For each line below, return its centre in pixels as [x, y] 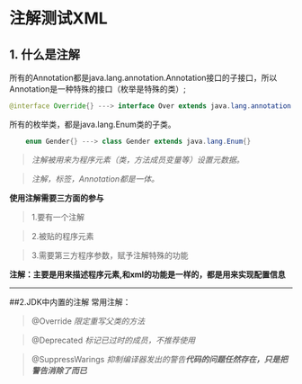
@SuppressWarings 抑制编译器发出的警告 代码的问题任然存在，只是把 [160, 359]
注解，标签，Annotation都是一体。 [95, 179]
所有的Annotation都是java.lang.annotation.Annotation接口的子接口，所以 [143, 78]
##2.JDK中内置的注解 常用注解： [70, 301]
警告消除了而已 [59, 371]
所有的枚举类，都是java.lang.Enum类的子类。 [93, 124]
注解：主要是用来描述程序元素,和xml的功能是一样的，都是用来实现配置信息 [147, 274]
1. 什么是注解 [45, 54]
